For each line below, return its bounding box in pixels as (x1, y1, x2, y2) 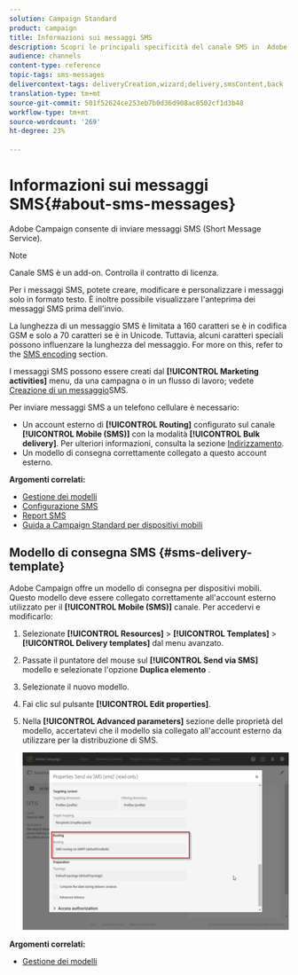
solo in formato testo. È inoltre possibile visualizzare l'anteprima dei (9, 294, 255, 304)
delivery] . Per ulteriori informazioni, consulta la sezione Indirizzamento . (21, 437, 285, 448)
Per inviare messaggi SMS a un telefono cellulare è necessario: (9, 402, 239, 413)
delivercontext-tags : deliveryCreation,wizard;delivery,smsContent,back (9, 80, 284, 89)
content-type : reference (9, 61, 101, 70)
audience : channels (9, 51, 82, 61)
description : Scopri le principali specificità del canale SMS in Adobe (9, 43, 288, 51)
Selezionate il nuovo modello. (21, 681, 130, 692)
